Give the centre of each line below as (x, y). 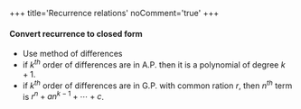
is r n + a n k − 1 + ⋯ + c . (63, 95)
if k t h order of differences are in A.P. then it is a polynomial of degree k (154, 64)
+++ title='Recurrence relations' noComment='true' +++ (114, 13)
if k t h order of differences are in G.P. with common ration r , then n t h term (157, 85)
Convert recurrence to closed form (76, 33)
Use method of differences (72, 54)
